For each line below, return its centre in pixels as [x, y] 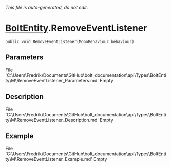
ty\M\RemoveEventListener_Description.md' [52, 120]
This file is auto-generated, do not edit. [47, 7]
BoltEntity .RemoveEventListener [76, 28]
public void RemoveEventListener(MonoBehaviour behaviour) [70, 41]
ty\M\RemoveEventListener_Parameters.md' [52, 80]
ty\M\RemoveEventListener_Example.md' [49, 159]
